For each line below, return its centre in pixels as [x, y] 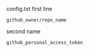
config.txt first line [29, 9]
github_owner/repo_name [37, 20]
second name [23, 31]
